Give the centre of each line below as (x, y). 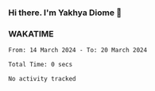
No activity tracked (43, 78)
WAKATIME (31, 33)
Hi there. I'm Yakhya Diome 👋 (65, 13)
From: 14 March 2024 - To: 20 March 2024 (78, 51)
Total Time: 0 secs (41, 65)
